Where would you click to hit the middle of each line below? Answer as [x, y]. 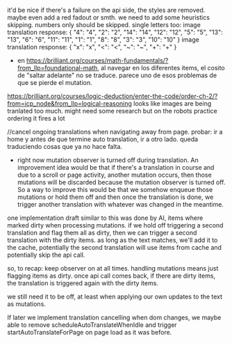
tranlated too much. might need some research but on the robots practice [112, 111]
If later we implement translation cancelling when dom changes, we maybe [114, 317]
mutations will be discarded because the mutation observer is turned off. [121, 182]
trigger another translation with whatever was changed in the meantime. [121, 204]
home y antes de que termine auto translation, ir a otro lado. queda [103, 139]
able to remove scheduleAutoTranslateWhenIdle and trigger [92, 325]
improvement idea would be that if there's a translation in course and [116, 167]
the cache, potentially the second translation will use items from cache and [115, 247]
